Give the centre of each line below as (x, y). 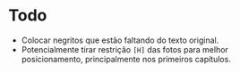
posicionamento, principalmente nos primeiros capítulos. (126, 59)
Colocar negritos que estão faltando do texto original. (120, 40)
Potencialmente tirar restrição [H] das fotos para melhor (125, 49)
